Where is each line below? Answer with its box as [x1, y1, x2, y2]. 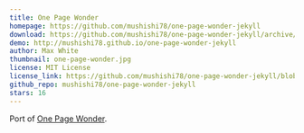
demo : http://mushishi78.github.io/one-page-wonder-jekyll [9, 38, 237, 48]
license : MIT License [9, 64, 91, 73]
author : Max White [9, 47, 79, 56]
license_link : [9, 72, 63, 81]
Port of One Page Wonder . [9, 113, 108, 124]
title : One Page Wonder [9, 13, 100, 22]
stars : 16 [9, 88, 47, 97]
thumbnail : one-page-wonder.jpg [9, 55, 131, 64]
